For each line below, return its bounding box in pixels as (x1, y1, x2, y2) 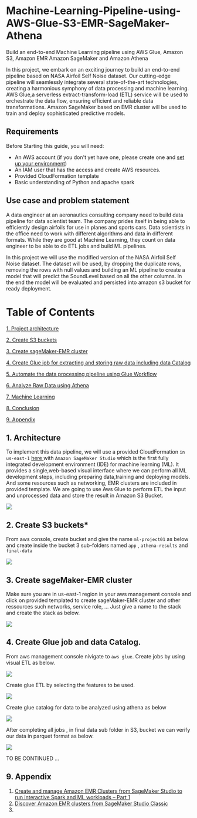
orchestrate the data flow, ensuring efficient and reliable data (6, 97, 154, 104)
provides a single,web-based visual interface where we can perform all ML (6, 467, 187, 474)
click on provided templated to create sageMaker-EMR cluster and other (6, 597, 181, 604)
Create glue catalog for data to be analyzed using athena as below (6, 704, 167, 711)
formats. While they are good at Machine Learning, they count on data (6, 236, 176, 243)
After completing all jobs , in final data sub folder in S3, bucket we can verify (6, 726, 191, 733)
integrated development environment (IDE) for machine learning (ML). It (6, 461, 179, 468)
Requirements (6, 127, 59, 137)
